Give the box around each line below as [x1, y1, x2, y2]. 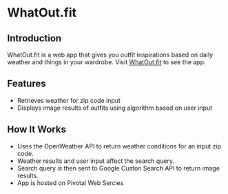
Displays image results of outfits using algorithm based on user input [17, 104, 213, 112]
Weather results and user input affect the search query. [17, 157, 174, 165]
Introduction [7, 32, 62, 44]
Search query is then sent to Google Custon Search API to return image [17, 164, 220, 172]
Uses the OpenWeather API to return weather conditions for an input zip [17, 142, 222, 150]
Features [7, 78, 46, 90]
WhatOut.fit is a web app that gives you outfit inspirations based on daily [7, 50, 214, 59]
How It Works [7, 124, 67, 135]
